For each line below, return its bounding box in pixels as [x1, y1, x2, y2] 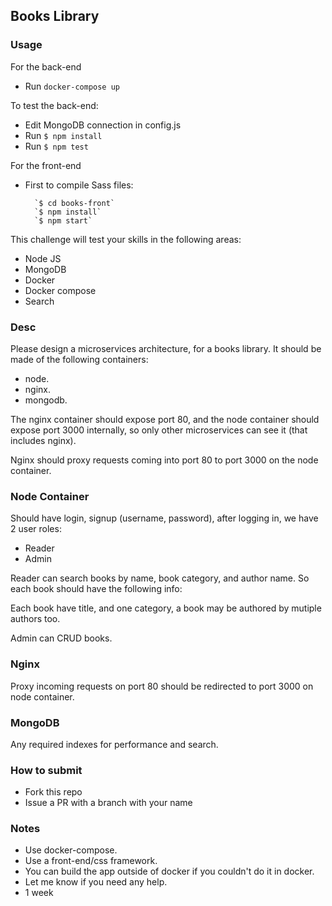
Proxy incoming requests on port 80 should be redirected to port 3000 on [10, 680, 314, 692]
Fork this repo [24, 786, 83, 798]
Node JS [24, 252, 62, 264]
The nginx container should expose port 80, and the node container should [10, 413, 320, 425]
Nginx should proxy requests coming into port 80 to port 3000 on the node [10, 454, 319, 466]
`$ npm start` [34, 215, 93, 226]
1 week [24, 887, 54, 899]
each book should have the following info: [10, 583, 183, 595]
